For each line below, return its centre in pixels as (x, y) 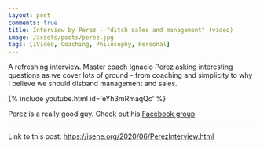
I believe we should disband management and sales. (93, 84)
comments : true (33, 23)
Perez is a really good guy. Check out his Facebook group (102, 114)
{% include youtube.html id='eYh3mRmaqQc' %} (87, 99)
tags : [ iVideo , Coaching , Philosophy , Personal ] (89, 45)
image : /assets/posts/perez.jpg (61, 37)
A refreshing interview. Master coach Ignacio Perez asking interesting (121, 67)
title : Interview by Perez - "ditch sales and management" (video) (121, 30)
